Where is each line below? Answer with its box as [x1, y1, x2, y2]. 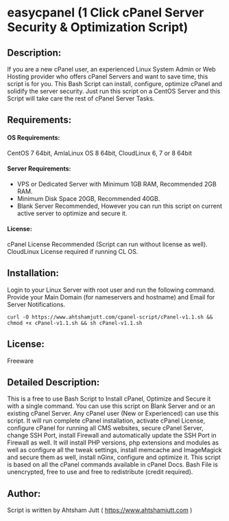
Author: [7, 487, 41, 500]
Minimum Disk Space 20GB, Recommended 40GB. [16, 194, 160, 202]
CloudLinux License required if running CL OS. [7, 248, 138, 255]
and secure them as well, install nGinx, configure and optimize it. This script [7, 453, 221, 462]
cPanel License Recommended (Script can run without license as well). [7, 240, 208, 248]
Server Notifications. [7, 300, 66, 308]
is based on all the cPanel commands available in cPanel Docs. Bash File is [7, 460, 218, 469]
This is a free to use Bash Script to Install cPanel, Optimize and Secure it [7, 394, 211, 403]
